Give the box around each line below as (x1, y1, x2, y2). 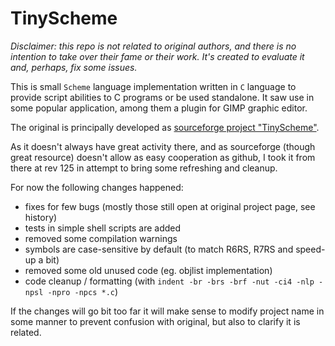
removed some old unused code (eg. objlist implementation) (24, 264, 273, 276)
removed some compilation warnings (24, 232, 178, 244)
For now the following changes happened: (10, 181, 184, 193)
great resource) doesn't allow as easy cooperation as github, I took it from (10, 151, 316, 163)
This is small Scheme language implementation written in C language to (10, 80, 297, 92)
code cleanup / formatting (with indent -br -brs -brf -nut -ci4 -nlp (24, 275, 315, 287)
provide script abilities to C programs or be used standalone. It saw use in (10, 91, 315, 103)
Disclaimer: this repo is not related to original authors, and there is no (10, 40, 297, 52)
